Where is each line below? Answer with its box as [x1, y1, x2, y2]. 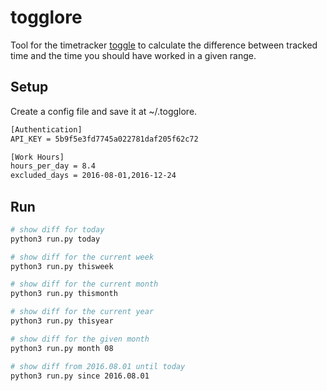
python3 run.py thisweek [10, 261, 114, 271]
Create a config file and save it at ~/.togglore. [10, 105, 198, 117]
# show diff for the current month [10, 279, 159, 290]
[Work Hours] [10, 152, 65, 162]
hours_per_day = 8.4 [10, 161, 97, 171]
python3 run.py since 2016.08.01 [10, 371, 150, 381]
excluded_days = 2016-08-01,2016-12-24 [10, 171, 177, 181]
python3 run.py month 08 [10, 343, 114, 353]
